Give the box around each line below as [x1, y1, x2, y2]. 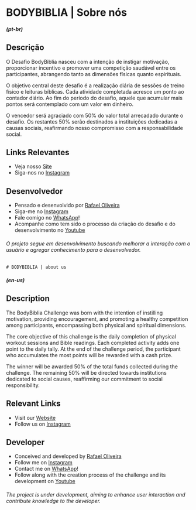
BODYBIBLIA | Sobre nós [6, 6, 128, 19]
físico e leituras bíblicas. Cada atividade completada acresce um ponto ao [6, 88, 184, 95]
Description [6, 293, 50, 304]
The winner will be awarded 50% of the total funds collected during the [6, 363, 178, 370]
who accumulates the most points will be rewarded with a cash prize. [6, 351, 173, 358]
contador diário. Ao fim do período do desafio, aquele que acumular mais [6, 94, 183, 101]
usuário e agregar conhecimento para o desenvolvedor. [6, 246, 141, 253]
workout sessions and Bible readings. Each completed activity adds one [6, 339, 180, 346]
